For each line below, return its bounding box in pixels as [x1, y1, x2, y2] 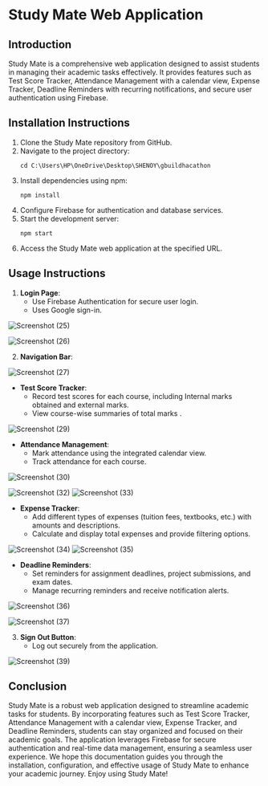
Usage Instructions [8, 267, 106, 280]
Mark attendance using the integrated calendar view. [31, 448, 207, 458]
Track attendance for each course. [31, 456, 147, 466]
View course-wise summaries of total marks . [31, 408, 182, 418]
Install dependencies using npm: [19, 175, 128, 185]
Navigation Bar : [19, 352, 74, 361]
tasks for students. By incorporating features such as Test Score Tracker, [8, 709, 250, 719]
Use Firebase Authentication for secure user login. [31, 296, 199, 306]
